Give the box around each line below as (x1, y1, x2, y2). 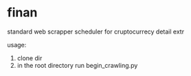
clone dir (16, 53, 43, 62)
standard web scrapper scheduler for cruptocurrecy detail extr (7, 27, 184, 36)
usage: (7, 40, 27, 49)
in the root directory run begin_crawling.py (16, 61, 138, 69)
